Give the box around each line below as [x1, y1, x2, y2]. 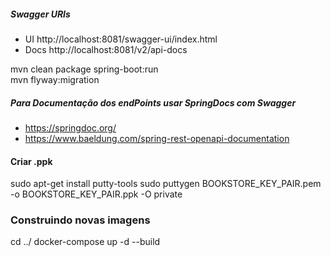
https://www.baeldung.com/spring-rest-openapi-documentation [24, 132, 290, 144]
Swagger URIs [10, 8, 71, 20]
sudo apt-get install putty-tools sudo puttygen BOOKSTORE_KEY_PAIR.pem [10, 178, 322, 190]
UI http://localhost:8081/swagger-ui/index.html [24, 33, 218, 45]
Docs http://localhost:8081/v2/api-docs [24, 43, 188, 55]
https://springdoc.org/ [24, 121, 117, 134]
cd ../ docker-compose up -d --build [10, 236, 161, 248]
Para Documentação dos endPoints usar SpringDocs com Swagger [10, 96, 297, 109]
